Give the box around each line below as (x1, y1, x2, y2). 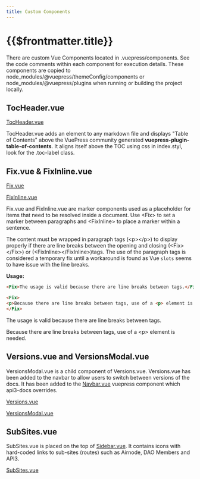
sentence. (6, 224, 31, 231)
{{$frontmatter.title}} (6, 34, 114, 48)
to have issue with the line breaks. (6, 261, 90, 268)
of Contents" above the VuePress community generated (6, 136, 144, 143)
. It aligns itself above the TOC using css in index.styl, (51, 143, 183, 150)
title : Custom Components (6, 8, 70, 15)
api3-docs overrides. (6, 386, 58, 393)
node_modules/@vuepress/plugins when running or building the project (6, 79, 183, 86)
